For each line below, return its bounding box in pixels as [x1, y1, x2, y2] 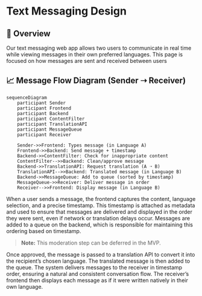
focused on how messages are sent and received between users [6, 58, 167, 64]
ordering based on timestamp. [6, 227, 81, 234]
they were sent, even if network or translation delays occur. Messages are [6, 214, 191, 222]
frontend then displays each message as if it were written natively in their [6, 277, 188, 284]
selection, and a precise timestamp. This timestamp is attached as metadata [6, 202, 195, 209]
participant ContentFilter [17, 116, 85, 122]
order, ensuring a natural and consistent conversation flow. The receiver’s [6, 270, 189, 277]
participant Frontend [17, 105, 71, 111]
